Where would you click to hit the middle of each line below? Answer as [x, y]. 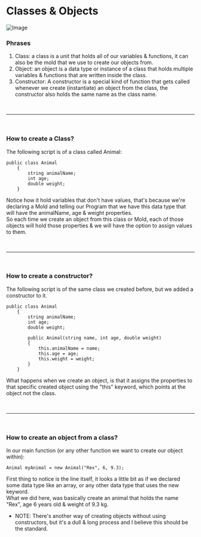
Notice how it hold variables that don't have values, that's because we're [96, 200]
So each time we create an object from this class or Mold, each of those [95, 219]
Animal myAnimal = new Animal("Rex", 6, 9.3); [65, 468]
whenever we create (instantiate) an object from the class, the [92, 88]
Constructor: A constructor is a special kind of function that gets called [102, 81]
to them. [16, 232]
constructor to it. [27, 295]
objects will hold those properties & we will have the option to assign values [99, 225]
